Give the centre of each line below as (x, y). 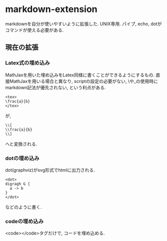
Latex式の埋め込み (28, 63)
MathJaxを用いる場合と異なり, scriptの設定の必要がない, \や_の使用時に (84, 81)
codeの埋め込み (24, 221)
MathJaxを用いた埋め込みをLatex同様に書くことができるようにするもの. (80, 75)
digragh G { (18, 184)
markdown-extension (51, 9)
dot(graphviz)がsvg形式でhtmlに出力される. (50, 170)
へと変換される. (21, 144)
